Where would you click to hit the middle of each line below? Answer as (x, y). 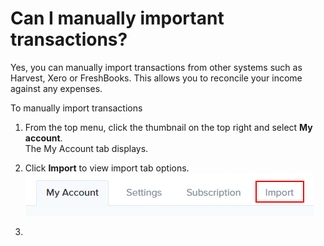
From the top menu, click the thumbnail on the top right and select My (168, 127)
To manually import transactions (76, 108)
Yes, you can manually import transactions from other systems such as (156, 67)
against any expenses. (56, 88)
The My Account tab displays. (86, 148)
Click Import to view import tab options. (107, 168)
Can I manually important (117, 18)
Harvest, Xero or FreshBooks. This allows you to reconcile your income (156, 78)
